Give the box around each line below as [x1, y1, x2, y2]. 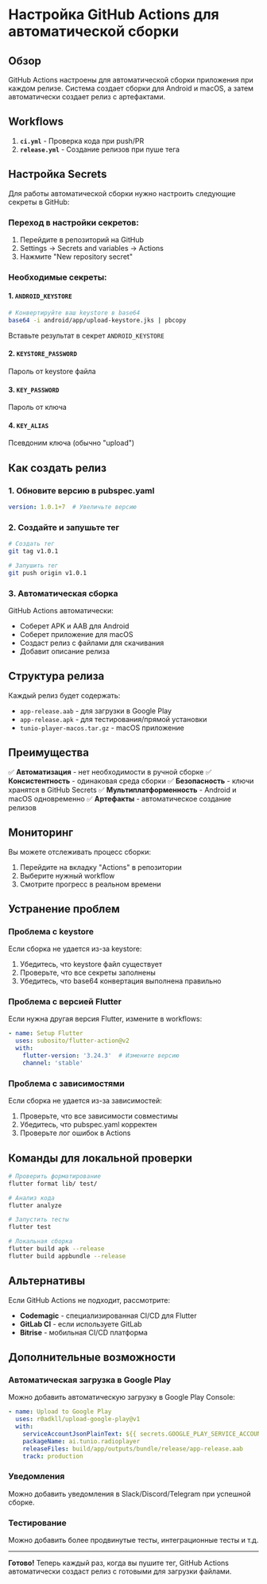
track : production [22, 1452, 83, 1460]
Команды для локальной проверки [8, 1151, 193, 1165]
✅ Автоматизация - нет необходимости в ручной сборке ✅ [8, 767, 212, 776]
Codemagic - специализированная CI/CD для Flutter [19, 1311, 197, 1320]
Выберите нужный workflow [19, 871, 115, 880]
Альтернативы [8, 1274, 86, 1288]
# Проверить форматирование [8, 1172, 102, 1180]
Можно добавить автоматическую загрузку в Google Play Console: [8, 1393, 236, 1402]
